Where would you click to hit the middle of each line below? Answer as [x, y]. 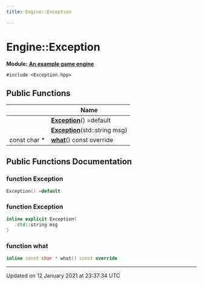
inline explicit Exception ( [42, 219]
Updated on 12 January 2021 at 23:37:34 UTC [63, 276]
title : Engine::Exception [39, 12]
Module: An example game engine [50, 63]
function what [27, 246]
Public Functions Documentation [69, 162]
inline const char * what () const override [62, 258]
